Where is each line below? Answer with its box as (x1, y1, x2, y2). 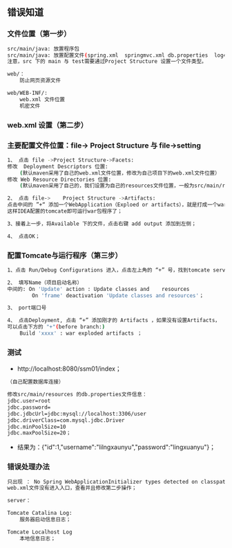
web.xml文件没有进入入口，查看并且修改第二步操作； (7, 484, 137, 492)
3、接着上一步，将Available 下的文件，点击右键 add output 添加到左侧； (7, 220, 197, 227)
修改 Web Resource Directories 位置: (7, 176, 112, 183)
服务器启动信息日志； (19, 516, 71, 523)
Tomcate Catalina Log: (7, 510, 72, 517)
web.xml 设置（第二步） (7, 120, 88, 130)
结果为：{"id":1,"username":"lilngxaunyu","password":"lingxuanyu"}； (17, 443, 216, 452)
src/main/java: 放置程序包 (7, 45, 79, 52)
